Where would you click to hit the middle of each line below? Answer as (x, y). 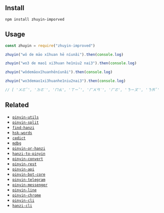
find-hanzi (23, 128)
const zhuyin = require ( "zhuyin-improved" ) (50, 46)
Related (17, 105)
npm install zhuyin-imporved (35, 19)
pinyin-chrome (26, 195)
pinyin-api (23, 169)
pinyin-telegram (29, 180)
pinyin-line (24, 190)
